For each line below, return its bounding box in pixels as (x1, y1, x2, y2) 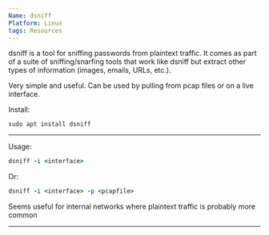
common (8, 210, 38, 220)
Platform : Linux (8, 19, 62, 27)
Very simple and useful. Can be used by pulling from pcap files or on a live (8, 81, 254, 90)
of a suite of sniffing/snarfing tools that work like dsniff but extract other (8, 57, 247, 66)
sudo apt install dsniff (8, 121, 91, 129)
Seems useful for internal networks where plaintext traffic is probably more (8, 201, 256, 212)
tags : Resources (8, 26, 62, 34)
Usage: (8, 141, 32, 152)
